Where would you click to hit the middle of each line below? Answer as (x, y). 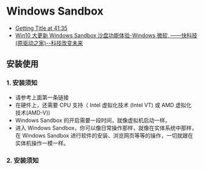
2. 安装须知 (23, 160)
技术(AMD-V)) (33, 112)
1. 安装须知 (22, 83)
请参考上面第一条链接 (42, 97)
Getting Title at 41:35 (41, 28)
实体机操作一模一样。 (42, 143)
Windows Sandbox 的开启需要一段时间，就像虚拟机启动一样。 (93, 120)
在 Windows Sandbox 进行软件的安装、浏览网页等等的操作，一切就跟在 (104, 135)
